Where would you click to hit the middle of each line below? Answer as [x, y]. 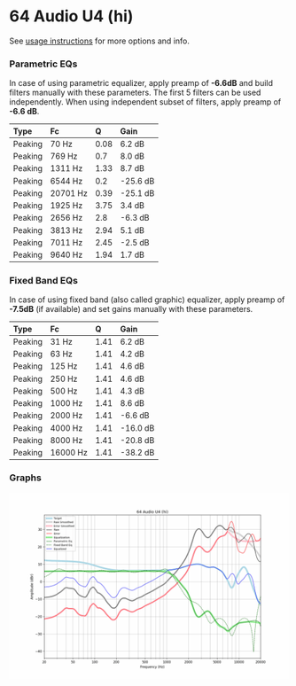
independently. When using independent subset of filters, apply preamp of [145, 102]
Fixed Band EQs [43, 280]
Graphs [25, 478]
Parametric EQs [43, 64]
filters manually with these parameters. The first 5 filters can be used [135, 93]
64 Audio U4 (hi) [71, 16]
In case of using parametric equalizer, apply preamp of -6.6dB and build [141, 83]
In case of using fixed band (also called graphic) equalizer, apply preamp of [147, 300]
